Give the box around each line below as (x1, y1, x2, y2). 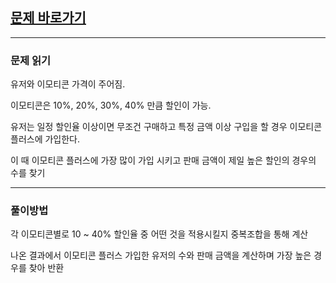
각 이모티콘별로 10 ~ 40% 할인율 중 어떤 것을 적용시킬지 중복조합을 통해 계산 (10, 228, 309, 240)
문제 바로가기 (10, 9, 87, 27)
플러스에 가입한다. (10, 133, 81, 145)
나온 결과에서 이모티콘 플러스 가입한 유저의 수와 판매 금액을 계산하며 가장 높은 (10, 249, 312, 262)
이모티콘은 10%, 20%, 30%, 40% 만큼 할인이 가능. (10, 99, 212, 112)
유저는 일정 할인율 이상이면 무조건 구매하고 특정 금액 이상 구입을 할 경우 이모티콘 (10, 121, 323, 133)
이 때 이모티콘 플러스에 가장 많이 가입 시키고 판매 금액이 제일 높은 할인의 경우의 (10, 154, 317, 167)
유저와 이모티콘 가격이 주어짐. (10, 78, 126, 90)
